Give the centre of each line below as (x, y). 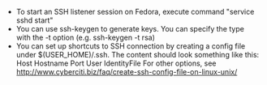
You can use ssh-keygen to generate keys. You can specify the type (130, 29)
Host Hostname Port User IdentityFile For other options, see (116, 63)
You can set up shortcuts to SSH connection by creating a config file (131, 46)
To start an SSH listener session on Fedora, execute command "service (135, 12)
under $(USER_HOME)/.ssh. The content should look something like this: (138, 55)
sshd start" (34, 20)
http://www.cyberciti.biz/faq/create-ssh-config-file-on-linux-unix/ (127, 72)
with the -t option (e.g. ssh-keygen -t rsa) (86, 37)
